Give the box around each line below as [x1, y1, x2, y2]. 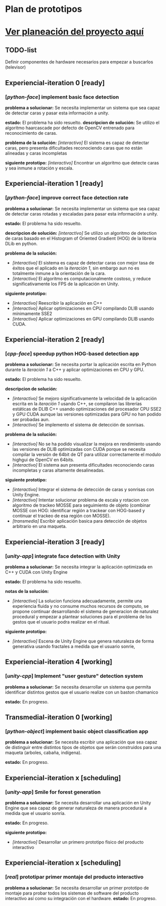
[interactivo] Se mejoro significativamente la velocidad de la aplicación [12, 395, 157, 402]
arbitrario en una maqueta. [12, 524, 67, 530]
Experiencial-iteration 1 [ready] [5, 179, 104, 188]
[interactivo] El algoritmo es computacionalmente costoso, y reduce [12, 275, 151, 281]
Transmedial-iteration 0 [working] [5, 713, 112, 722]
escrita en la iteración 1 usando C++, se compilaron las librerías [12, 401, 142, 407]
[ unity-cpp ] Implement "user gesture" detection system [5, 673, 143, 680]
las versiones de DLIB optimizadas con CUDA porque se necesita [12, 446, 146, 452]
